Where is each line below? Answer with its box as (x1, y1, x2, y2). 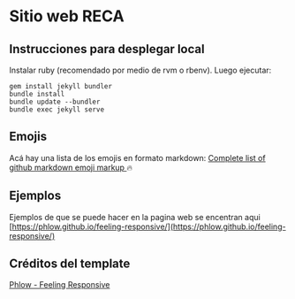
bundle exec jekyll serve (9, 105, 104, 114)
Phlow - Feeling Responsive (9, 280, 110, 290)
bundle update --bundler (9, 97, 101, 106)
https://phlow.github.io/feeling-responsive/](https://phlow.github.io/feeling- (11, 221, 286, 232)
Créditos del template (9, 257, 131, 272)
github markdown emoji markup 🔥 (9, 162, 132, 172)
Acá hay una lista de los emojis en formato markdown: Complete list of (9, 152, 267, 163)
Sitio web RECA (9, 6, 125, 27)
